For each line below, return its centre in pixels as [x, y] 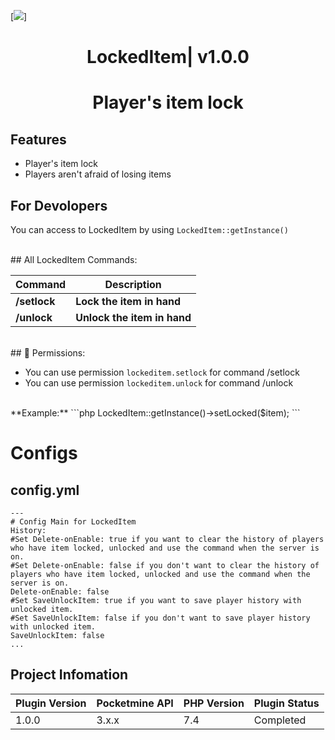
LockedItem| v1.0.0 [168, 57]
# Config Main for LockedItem [73, 522]
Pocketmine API [135, 703]
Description [133, 284]
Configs [44, 453]
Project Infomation [69, 675]
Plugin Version [51, 703]
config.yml [45, 490]
